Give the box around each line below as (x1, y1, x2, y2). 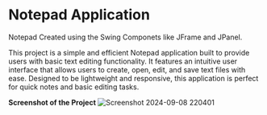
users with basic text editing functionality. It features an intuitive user (8, 56, 238, 66)
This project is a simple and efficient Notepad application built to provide (8, 47, 250, 57)
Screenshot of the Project (8, 97, 97, 107)
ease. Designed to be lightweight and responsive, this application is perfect (8, 73, 259, 83)
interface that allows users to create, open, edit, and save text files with (8, 64, 246, 74)
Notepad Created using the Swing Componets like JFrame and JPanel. (8, 32, 243, 42)
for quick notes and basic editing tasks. (8, 82, 140, 92)
